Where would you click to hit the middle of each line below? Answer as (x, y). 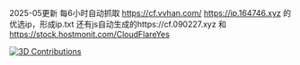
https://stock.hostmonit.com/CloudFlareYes (90, 34)
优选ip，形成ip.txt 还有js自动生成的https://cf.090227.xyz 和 (118, 24)
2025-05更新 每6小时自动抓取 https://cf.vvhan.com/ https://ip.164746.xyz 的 (150, 13)
